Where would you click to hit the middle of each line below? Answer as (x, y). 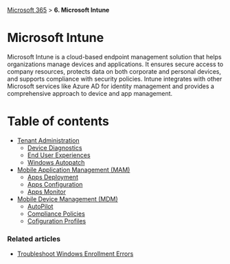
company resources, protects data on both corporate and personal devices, (114, 71)
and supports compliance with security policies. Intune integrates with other (115, 79)
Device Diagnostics (55, 148)
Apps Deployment (53, 177)
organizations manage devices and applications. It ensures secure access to (115, 64)
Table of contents (58, 122)
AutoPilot (40, 206)
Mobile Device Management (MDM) (67, 199)
